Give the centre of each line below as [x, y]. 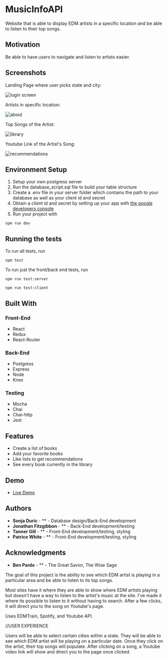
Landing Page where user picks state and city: [53, 85]
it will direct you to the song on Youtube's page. [55, 606]
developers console [33, 209]
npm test [14, 260]
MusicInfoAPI [34, 9]
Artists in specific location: [33, 104]
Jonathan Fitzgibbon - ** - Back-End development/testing [74, 526]
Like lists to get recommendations [48, 459]
